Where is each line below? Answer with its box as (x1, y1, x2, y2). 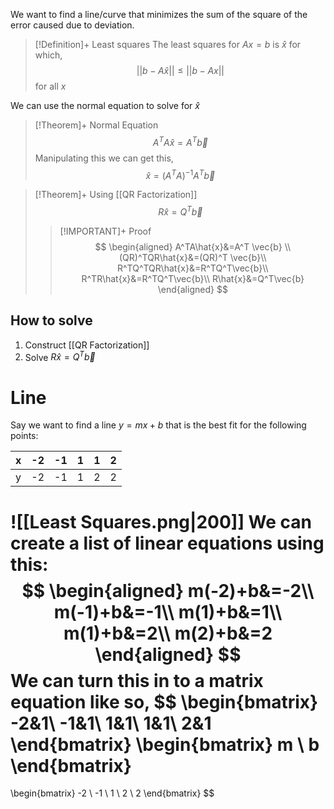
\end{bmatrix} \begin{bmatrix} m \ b (10, 733, 320, 756)
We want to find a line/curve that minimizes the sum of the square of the (10, 9, 308, 20)
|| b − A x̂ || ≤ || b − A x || (136, 65, 225, 76)
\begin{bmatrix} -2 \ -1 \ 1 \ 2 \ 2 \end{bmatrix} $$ (10, 787, 215, 799)
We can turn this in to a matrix (10, 669, 264, 692)
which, (34, 49, 63, 61)
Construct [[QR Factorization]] (24, 339, 150, 351)
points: (10, 430, 39, 442)
